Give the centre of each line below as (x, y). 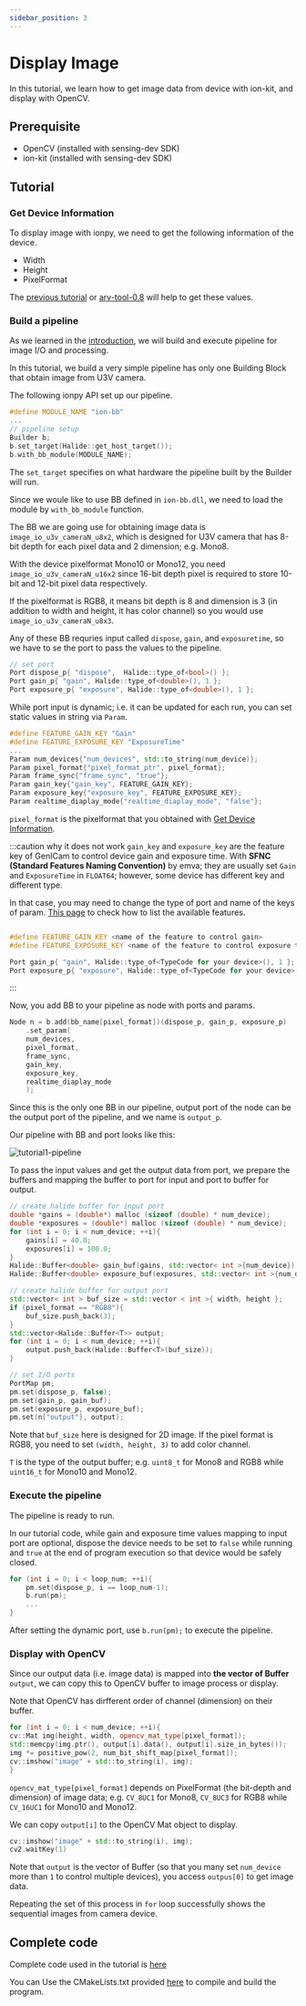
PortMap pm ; (32, 1383)
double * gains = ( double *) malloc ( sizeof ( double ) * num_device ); (140, 1215)
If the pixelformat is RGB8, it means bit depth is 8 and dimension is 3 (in (143, 601)
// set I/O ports (42, 1375)
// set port (32, 664)
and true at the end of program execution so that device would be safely (146, 1553)
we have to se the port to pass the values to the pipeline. (116, 648)
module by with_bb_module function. (76, 509)
